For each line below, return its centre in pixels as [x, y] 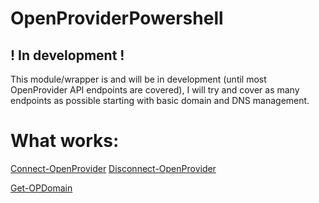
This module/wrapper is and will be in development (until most [138, 79]
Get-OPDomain [41, 188]
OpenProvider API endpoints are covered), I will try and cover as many [155, 90]
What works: [65, 141]
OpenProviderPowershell [117, 18]
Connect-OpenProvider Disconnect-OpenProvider [113, 168]
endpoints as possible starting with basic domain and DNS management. [160, 100]
